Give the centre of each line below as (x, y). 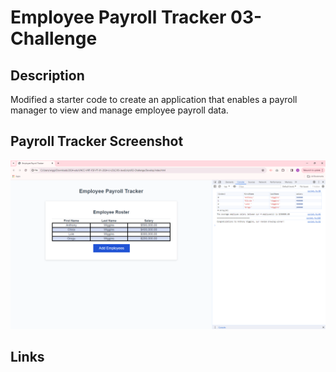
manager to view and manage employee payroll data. (119, 110)
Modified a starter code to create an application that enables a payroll (154, 99)
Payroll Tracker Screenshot (97, 141)
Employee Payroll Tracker (118, 17)
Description (47, 75)
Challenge (54, 38)
